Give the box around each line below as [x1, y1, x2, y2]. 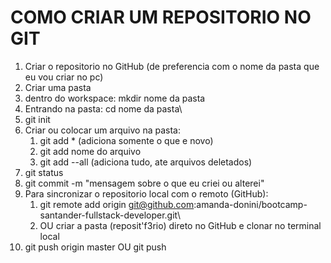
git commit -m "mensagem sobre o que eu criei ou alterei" [24, 177, 265, 189]
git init [24, 113, 51, 125]
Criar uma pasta [24, 81, 92, 93]
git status [24, 166, 64, 178]
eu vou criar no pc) [24, 71, 104, 83]
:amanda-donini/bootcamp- [193, 198, 308, 210]
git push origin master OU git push [24, 241, 167, 253]
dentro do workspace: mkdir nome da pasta [24, 92, 206, 104]
